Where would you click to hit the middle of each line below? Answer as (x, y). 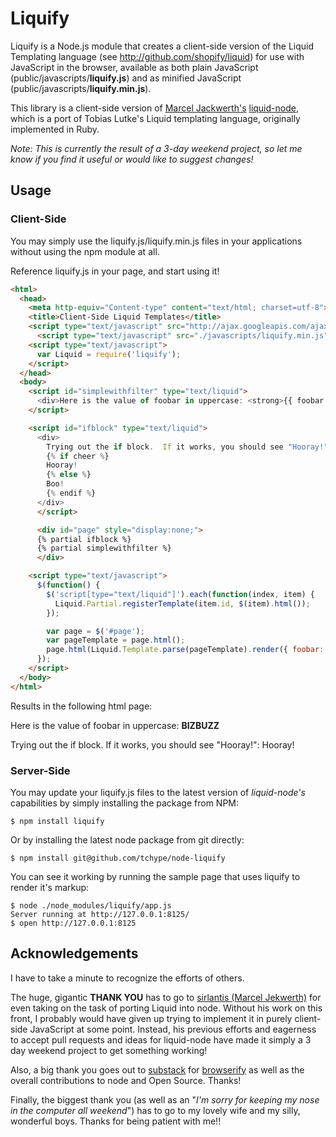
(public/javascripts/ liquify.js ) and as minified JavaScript (126, 78)
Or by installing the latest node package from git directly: (127, 839)
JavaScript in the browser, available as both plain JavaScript (134, 67)
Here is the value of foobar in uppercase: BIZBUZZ (115, 725)
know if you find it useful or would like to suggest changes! (132, 159)
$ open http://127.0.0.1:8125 (73, 923)
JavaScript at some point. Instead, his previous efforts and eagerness (173, 1029)
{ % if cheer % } (78, 456)
